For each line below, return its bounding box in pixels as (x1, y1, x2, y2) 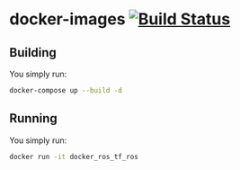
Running (9, 111, 58, 126)
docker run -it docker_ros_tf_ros (9, 152, 139, 161)
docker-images (9, 9, 126, 30)
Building (9, 45, 57, 60)
